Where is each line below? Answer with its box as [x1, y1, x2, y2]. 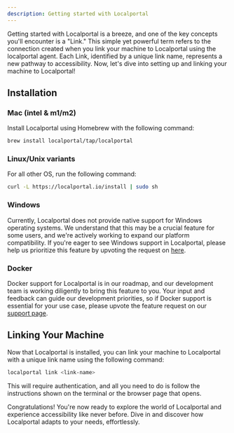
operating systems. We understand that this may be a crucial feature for [7, 224, 215, 232]
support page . [7, 309, 48, 317]
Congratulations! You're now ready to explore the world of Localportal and [7, 402, 222, 411]
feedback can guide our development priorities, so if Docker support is [7, 294, 212, 302]
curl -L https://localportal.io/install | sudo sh [7, 184, 158, 191]
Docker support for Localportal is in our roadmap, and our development [7, 279, 214, 287]
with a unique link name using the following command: [7, 355, 165, 364]
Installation [7, 87, 57, 99]
